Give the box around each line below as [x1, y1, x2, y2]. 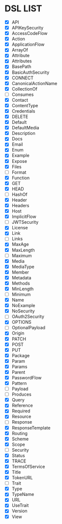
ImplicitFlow [11, 214, 36, 219]
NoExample [11, 303, 35, 308]
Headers [11, 203, 30, 208]
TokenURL [11, 475, 33, 481]
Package [11, 352, 30, 358]
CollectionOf [11, 86, 37, 92]
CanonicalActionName [11, 80, 58, 86]
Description [11, 130, 35, 136]
